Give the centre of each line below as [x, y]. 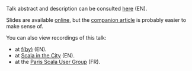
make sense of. [25, 26]
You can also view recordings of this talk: [56, 38]
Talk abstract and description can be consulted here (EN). [77, 9]
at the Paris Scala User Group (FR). [57, 62]
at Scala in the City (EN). [45, 55]
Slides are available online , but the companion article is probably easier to [96, 20]
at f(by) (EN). [31, 49]
